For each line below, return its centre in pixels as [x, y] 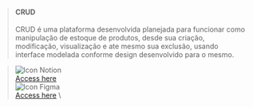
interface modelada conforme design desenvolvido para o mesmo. [125, 55]
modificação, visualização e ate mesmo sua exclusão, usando [117, 46]
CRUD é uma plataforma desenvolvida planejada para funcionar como [130, 29]
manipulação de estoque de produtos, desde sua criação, [110, 38]
